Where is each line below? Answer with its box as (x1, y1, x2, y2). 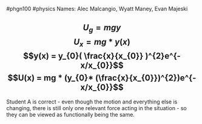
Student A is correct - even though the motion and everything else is (6, 98, 178, 105)
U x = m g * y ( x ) (73, 36, 130, 48)
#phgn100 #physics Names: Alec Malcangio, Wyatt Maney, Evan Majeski (6, 5, 188, 12)
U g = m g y (82, 22, 121, 34)
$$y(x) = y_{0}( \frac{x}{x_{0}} (23, 51, 144, 61)
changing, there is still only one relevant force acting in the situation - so (6, 105, 187, 112)
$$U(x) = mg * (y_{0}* (7, 73, 94, 83)
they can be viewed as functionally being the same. (6, 111, 135, 119)
